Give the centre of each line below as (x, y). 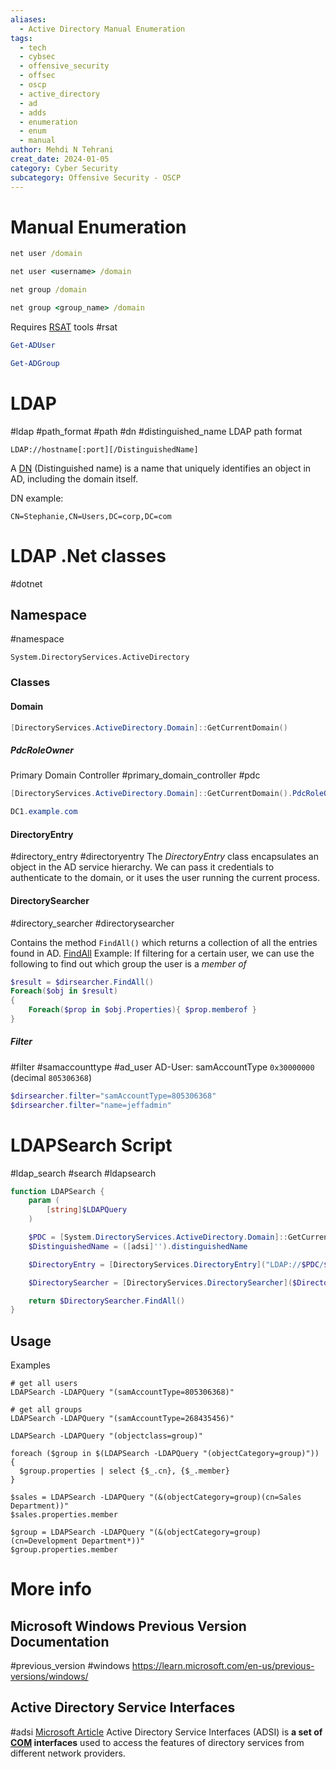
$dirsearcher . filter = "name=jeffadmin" (91, 1105)
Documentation (60, 1641)
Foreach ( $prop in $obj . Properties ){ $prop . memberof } (142, 1010)
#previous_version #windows (70, 1666)
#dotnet (26, 583)
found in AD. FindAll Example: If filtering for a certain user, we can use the (162, 953)
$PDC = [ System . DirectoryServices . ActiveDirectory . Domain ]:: (158, 1237)
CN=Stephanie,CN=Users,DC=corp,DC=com (91, 516)
